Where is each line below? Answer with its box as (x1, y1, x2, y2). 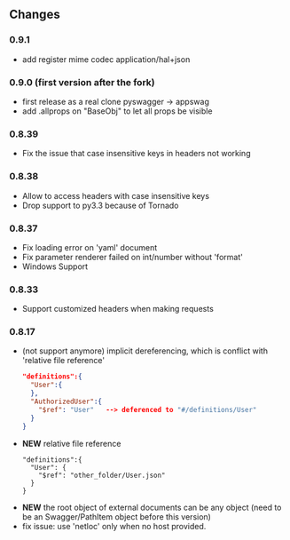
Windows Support (21, 261, 89, 272)
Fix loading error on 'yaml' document (21, 242, 158, 252)
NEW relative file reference (21, 438, 121, 449)
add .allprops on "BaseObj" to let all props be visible (21, 106, 213, 116)
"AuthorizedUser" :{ (30, 397, 102, 407)
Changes (9, 7, 60, 22)
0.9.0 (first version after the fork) (9, 75, 155, 88)
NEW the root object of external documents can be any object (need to (21, 502, 282, 512)
